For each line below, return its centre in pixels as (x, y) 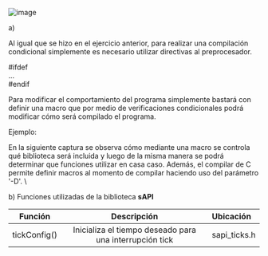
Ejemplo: (23, 132)
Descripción (135, 217)
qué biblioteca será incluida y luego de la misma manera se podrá (116, 156)
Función (35, 217)
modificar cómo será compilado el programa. (83, 116)
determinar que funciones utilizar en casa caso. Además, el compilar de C (130, 164)
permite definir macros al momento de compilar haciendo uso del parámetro (134, 173)
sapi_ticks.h (234, 235)
